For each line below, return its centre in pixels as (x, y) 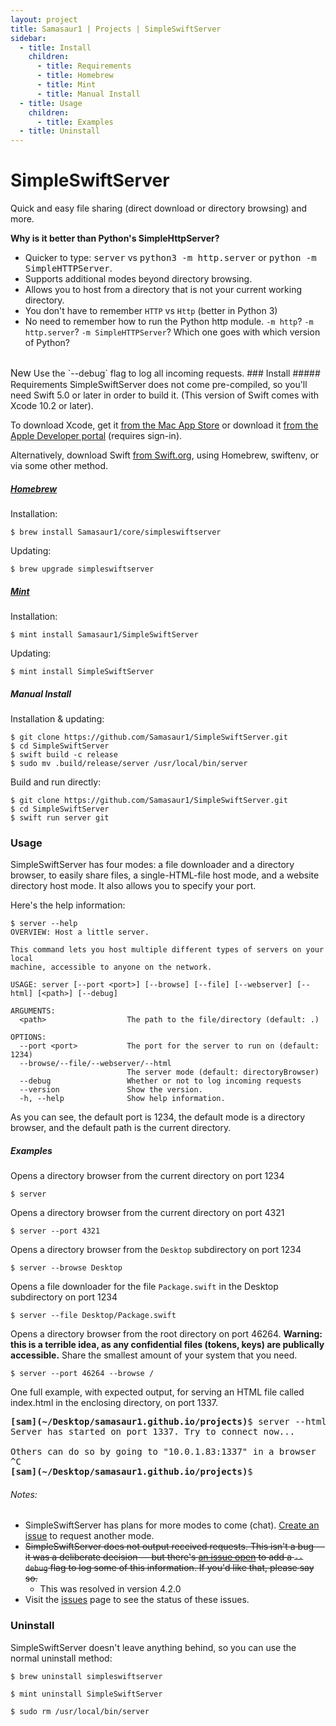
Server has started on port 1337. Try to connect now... (153, 1432)
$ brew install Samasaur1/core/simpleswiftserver (116, 532)
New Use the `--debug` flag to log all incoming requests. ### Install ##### (165, 373)
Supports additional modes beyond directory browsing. (138, 279)
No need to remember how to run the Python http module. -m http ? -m (169, 322)
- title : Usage (51, 103)
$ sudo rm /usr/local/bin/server (80, 1711)
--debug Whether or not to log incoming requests (160, 1081)
